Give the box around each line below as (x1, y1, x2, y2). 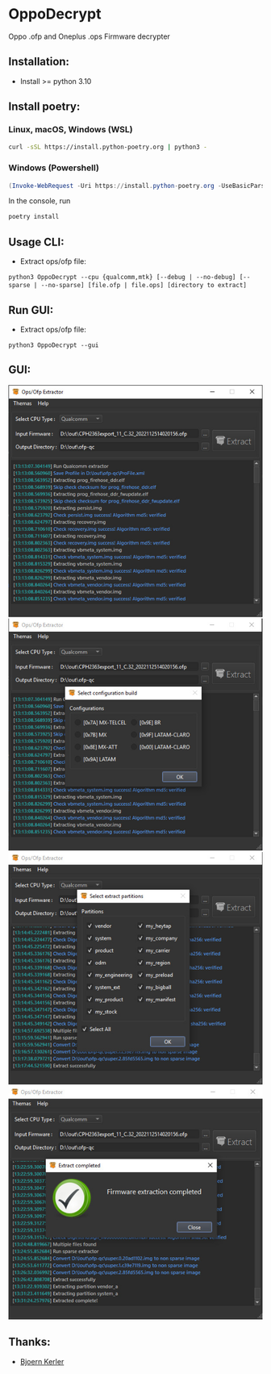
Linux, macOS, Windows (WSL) (8, 124, 133, 136)
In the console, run (8, 196, 71, 206)
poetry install (8, 213, 60, 221)
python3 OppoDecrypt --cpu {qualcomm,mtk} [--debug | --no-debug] (8, 274, 236, 282)
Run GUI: (8, 303, 54, 317)
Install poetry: (8, 100, 81, 114)
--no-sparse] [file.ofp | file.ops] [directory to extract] (40, 282, 248, 290)
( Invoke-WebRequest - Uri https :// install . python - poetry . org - (8, 182, 222, 190)
